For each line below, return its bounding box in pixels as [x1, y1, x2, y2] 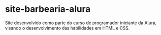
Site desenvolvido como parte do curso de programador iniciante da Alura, [5, 20, 157, 26]
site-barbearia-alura [5, 3, 91, 15]
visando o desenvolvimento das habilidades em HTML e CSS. [5, 25, 130, 31]
